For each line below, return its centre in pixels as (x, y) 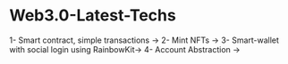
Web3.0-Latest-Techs (93, 16)
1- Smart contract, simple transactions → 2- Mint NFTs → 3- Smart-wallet (144, 40)
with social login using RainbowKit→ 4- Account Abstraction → (125, 49)
